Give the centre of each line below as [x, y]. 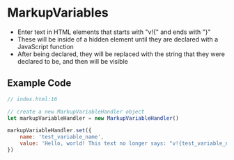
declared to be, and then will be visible [73, 61]
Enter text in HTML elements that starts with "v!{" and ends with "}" [114, 32]
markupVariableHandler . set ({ [49, 131]
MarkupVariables [58, 13]
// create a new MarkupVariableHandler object [76, 112]
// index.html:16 [32, 99]
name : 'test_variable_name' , [62, 137]
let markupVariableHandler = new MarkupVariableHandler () [93, 118]
